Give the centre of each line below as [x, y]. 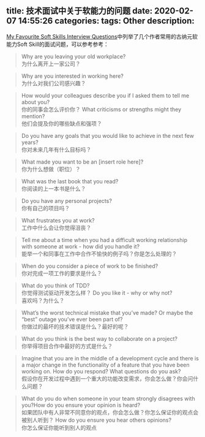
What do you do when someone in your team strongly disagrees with [108, 398]
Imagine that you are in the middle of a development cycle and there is [110, 358]
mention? [33, 116]
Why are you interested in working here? [73, 76]
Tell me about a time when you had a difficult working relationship [104, 240]
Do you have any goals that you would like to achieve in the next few [108, 135]
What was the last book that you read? [70, 181]
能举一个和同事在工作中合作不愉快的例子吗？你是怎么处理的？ [99, 254]
